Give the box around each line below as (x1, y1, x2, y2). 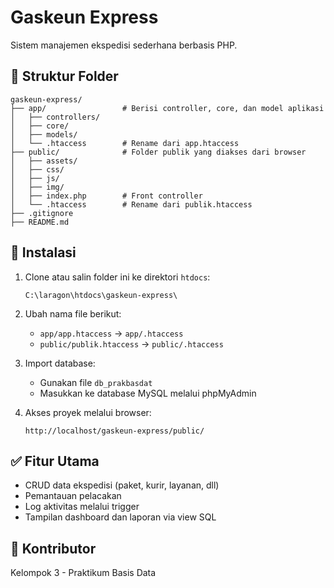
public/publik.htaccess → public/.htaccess (39, 337, 224, 350)
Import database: (24, 357, 96, 369)
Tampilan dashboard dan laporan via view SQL (24, 511, 217, 523)
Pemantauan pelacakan (24, 490, 122, 502)
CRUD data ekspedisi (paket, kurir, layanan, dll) (24, 479, 220, 491)
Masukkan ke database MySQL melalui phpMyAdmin (39, 387, 257, 399)
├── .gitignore (10, 208, 74, 218)
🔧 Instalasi (10, 244, 77, 261)
